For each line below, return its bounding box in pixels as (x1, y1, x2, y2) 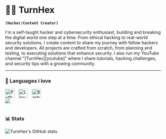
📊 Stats (5, 115, 25, 122)
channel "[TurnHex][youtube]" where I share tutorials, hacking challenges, (5, 55, 157, 61)
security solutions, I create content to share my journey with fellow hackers (5, 39, 158, 46)
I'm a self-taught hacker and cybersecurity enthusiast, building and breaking (5, 29, 161, 35)
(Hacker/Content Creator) (5, 21, 58, 26)
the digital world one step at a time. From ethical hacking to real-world (5, 34, 148, 40)
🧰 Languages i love (5, 77, 51, 84)
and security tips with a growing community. (5, 60, 95, 66)
